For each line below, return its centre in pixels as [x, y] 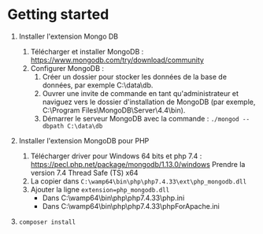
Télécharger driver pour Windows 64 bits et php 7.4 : [116, 156]
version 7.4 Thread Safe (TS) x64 [84, 173]
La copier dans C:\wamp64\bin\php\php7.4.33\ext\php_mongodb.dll [139, 181]
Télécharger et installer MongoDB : [87, 51]
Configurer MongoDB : [67, 68]
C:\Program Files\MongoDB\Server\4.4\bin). [114, 110]
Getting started [58, 15]
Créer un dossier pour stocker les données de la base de [135, 76]
